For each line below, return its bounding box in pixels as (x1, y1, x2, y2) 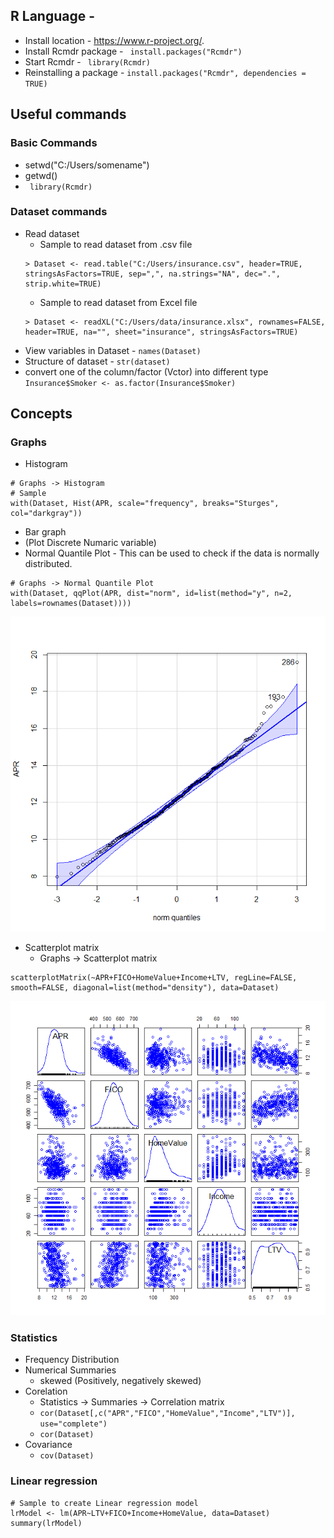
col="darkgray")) (10, 509, 83, 519)
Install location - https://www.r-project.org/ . (24, 34, 205, 46)
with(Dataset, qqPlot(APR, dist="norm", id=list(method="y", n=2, (10, 589, 293, 599)
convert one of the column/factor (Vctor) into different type (24, 365, 269, 378)
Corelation (24, 1385, 68, 1398)
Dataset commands (10, 205, 108, 219)
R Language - (10, 8, 96, 25)
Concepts (10, 405, 73, 423)
